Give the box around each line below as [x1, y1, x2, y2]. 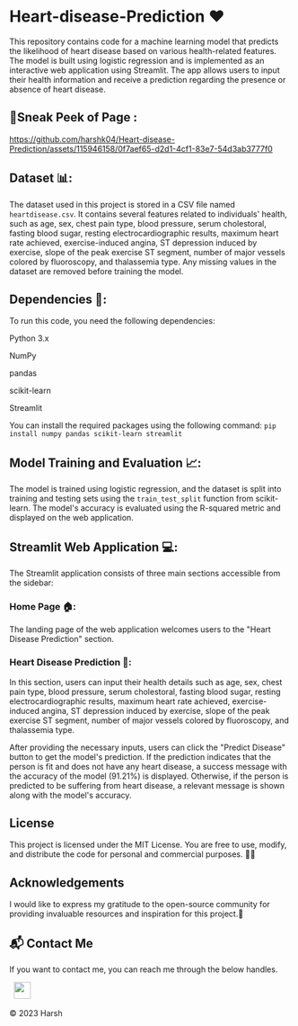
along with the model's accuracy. [9, 790, 132, 800]
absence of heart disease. [9, 84, 106, 94]
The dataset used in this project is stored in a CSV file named [9, 199, 236, 210]
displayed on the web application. [9, 513, 135, 523]
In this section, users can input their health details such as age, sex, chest [9, 676, 283, 687]
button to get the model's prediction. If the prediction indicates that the [9, 751, 272, 762]
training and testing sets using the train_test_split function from [9, 493, 254, 504]
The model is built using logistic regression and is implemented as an [9, 55, 265, 66]
